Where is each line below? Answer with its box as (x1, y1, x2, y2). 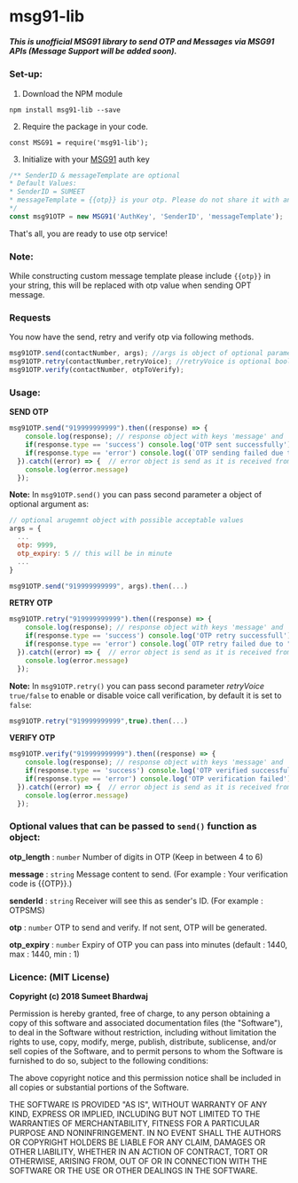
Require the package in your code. (21, 121, 149, 131)
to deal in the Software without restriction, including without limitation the (9, 1028, 277, 1038)
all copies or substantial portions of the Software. (9, 1082, 189, 1093)
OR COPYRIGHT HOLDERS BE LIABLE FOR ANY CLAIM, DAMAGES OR (9, 1137, 266, 1147)
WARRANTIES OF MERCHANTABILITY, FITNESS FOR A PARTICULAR (9, 1118, 260, 1129)
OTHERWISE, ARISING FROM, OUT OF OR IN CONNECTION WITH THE (9, 1156, 268, 1167)
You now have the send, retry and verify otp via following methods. (9, 331, 255, 343)
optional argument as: (9, 499, 90, 510)
